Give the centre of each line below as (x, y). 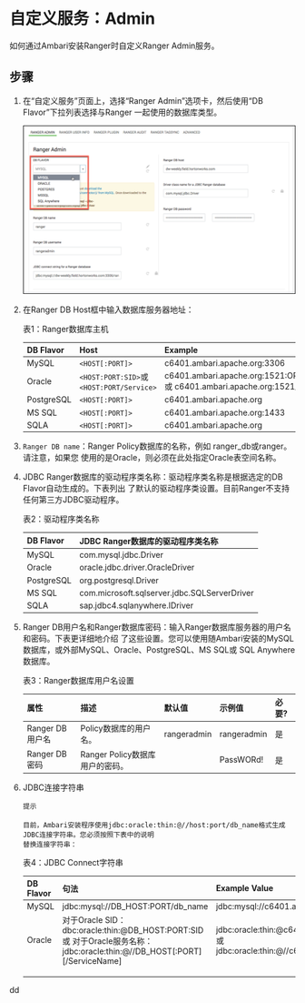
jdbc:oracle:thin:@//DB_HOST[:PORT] (132, 951)
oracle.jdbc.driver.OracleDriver (137, 567)
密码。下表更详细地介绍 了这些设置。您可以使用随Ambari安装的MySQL (162, 638)
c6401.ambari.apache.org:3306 (225, 363)
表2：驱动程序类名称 (61, 519)
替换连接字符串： (49, 845)
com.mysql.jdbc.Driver (121, 555)
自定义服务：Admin (83, 19)
